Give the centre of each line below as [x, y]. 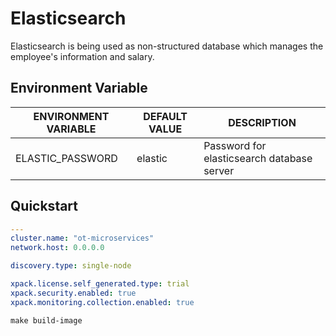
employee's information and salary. [82, 56]
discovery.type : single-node [71, 266]
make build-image [46, 320]
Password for [235, 145]
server [219, 170]
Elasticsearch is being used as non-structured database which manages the [167, 46]
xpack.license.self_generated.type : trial [100, 284]
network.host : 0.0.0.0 [57, 248]
